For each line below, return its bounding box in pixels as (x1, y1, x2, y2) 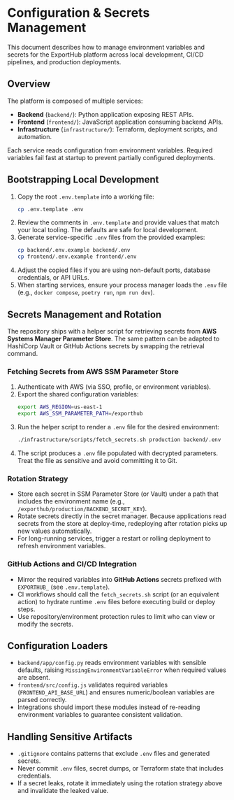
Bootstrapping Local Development (7, 173, 159, 186)
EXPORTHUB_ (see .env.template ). (17, 583, 110, 591)
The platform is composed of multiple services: (7, 97, 143, 105)
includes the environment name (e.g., (17, 497, 125, 506)
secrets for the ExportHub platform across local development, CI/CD (7, 50, 204, 59)
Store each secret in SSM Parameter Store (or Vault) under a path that (17, 490, 219, 498)
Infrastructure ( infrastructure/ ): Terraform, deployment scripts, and (17, 124, 218, 134)
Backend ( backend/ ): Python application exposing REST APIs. (17, 110, 194, 118)
